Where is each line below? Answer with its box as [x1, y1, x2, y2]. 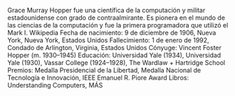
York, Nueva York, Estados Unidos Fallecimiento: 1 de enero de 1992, [7, 36, 209, 44]
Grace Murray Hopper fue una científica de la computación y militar [7, 6, 206, 14]
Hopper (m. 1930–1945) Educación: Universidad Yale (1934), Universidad [7, 51, 221, 59]
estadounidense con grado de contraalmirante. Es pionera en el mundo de [7, 13, 226, 22]
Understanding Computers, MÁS [7, 81, 103, 89]
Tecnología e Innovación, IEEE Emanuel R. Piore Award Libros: [7, 73, 189, 82]
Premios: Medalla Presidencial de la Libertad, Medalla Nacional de [7, 66, 202, 74]
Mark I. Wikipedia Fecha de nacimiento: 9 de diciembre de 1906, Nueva [7, 28, 216, 37]
